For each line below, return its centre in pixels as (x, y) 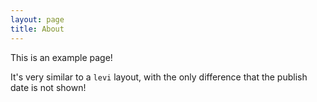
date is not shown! (48, 87)
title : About (37, 29)
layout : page (37, 19)
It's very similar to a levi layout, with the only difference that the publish (159, 77)
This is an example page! (61, 57)
